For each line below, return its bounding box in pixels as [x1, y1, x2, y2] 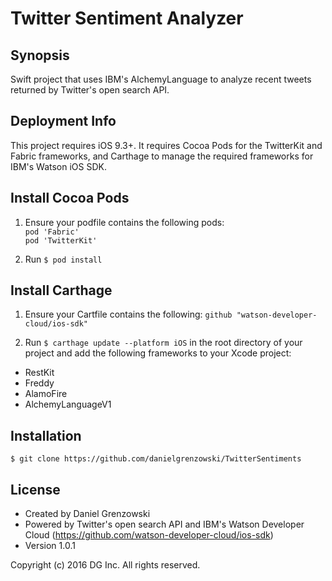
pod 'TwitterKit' [24, 235, 98, 246]
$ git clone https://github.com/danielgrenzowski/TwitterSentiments [10, 454, 302, 464]
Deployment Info [10, 113, 117, 130]
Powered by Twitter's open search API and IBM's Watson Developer [24, 518, 305, 531]
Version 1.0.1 [24, 540, 76, 552]
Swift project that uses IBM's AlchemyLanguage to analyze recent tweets [10, 73, 312, 85]
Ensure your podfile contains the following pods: [24, 216, 225, 228]
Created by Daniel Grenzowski [24, 508, 151, 520]
